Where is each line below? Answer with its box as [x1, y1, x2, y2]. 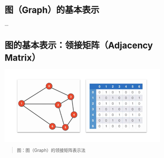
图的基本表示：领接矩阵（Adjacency [4, 40, 153, 51]
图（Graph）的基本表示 [4, 4, 99, 16]
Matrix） [4, 52, 40, 63]
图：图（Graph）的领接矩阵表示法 [16, 147, 86, 153]
